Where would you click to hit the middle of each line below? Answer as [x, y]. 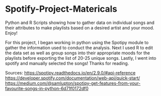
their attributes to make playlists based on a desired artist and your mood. [80, 27]
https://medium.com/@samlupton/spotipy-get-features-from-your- [73, 83]
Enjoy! [12, 33]
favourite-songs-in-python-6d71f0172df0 [47, 88]
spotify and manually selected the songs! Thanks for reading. [67, 63]
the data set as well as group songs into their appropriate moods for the [78, 53]
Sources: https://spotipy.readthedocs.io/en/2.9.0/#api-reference [70, 72]
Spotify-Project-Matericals [61, 9]
